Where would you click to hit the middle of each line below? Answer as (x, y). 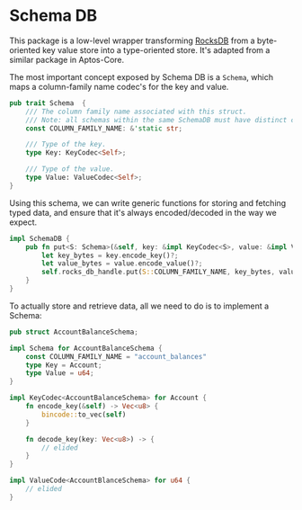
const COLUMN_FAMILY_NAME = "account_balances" (116, 356)
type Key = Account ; (64, 365)
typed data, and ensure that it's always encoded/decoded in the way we (143, 212)
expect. (23, 222)
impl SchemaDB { (40, 238)
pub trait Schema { (48, 103)
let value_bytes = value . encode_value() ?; (122, 264)
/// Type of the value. (70, 169)
